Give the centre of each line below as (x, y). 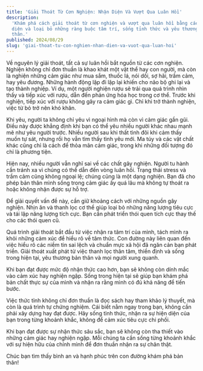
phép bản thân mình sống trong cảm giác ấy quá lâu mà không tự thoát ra (98, 183)
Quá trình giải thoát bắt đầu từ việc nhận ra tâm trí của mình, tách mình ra (97, 232)
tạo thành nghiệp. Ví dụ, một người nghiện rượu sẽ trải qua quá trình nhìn (97, 88)
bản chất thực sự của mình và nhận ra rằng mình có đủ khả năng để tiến (96, 282)
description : (23, 18)
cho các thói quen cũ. (33, 220)
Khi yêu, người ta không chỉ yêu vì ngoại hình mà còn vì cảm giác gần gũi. (98, 119)
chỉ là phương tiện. (29, 151)
